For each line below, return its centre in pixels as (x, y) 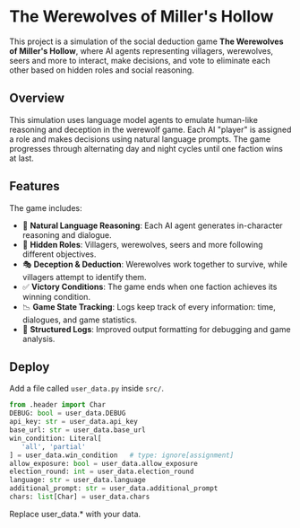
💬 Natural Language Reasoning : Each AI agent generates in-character (153, 225)
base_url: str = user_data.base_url (77, 430)
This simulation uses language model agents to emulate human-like (133, 119)
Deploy (30, 367)
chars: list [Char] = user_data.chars (80, 497)
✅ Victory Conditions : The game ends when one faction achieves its (150, 286)
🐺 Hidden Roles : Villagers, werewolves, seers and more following (142, 244)
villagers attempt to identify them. (84, 277)
